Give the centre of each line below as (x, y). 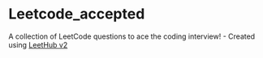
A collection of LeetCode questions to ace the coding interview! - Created (132, 36)
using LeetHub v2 (38, 44)
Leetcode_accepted (77, 14)
